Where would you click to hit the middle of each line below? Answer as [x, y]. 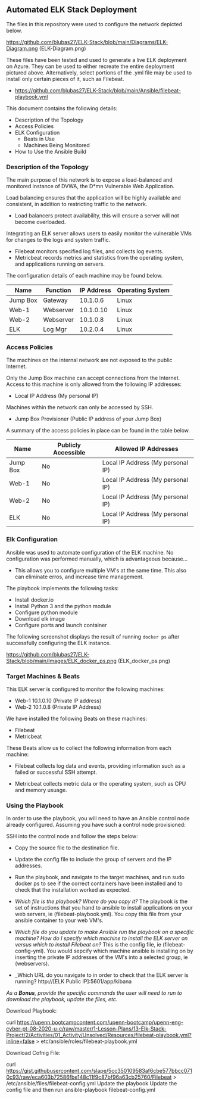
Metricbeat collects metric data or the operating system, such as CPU [100, 784]
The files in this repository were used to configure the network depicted [94, 24]
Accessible [69, 453]
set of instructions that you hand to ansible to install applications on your [104, 908]
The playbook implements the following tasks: [62, 588]
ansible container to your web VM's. [59, 920]
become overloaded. [40, 222]
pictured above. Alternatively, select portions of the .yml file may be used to [99, 72]
